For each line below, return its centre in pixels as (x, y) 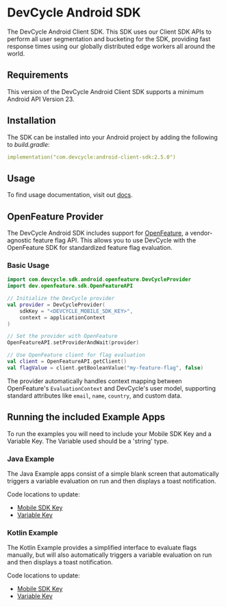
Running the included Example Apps (86, 417)
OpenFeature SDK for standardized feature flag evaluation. (90, 248)
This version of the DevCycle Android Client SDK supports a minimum (105, 91)
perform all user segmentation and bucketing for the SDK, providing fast (109, 38)
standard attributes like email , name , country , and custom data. (95, 396)
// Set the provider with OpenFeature (62, 336)
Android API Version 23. (41, 99)
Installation (32, 121)
